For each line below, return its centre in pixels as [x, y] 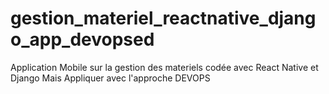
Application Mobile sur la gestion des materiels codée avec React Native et [164, 67]
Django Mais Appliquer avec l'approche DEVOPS [110, 78]
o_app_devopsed [82, 39]
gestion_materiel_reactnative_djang [163, 18]
